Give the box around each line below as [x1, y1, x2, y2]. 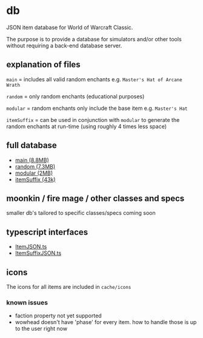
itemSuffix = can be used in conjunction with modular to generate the [6, 116, 180, 123]
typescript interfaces [6, 227, 88, 237]
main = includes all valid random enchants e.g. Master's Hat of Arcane [6, 75, 183, 83]
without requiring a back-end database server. [6, 42, 122, 49]
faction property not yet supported [15, 312, 102, 319]
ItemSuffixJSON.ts [15, 249, 62, 257]
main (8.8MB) [15, 156, 50, 164]
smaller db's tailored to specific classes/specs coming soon [6, 209, 156, 217]
